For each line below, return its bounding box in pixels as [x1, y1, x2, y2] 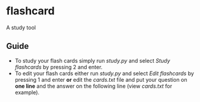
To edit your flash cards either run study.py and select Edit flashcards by [14, 70, 194, 77]
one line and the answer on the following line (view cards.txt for [14, 82, 173, 89]
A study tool [6, 24, 36, 31]
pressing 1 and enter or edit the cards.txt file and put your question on [14, 76, 187, 83]
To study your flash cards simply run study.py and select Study [14, 57, 170, 64]
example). [14, 88, 40, 96]
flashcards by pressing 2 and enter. [14, 63, 103, 70]
